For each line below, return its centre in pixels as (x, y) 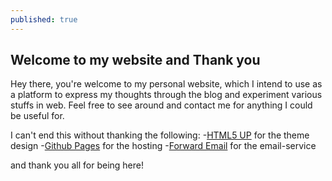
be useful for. (37, 116)
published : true (44, 19)
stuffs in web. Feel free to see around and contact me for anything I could (161, 105)
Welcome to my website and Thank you (135, 60)
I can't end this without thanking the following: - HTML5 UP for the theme (160, 135)
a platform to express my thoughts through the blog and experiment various (166, 95)
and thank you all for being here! (77, 165)
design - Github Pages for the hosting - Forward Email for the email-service (163, 146)
